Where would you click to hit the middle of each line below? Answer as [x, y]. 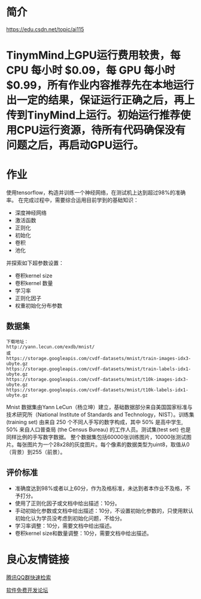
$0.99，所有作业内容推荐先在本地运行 [100, 85]
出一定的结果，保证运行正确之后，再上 [101, 100]
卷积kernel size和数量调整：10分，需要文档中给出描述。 [83, 533]
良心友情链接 [38, 559]
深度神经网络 [31, 213]
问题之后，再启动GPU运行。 [75, 145]
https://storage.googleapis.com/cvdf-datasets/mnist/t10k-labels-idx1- [97, 390]
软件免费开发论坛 [27, 590]
